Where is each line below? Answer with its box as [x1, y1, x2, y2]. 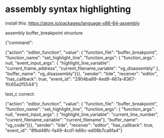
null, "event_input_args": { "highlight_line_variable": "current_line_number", [5, 111, 159, 117]
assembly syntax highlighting [5, 4, 131, 15]
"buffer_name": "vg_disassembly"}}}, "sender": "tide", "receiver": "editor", [5, 70, 158, 76]
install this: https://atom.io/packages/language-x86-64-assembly [5, 20, 140, 26]
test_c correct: [5, 91, 35, 97]
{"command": [5, 39, 33, 46]
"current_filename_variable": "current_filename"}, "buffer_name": [5, 116, 139, 122]
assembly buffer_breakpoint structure [5, 30, 83, 36]
